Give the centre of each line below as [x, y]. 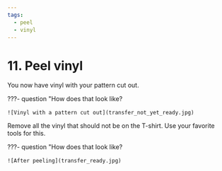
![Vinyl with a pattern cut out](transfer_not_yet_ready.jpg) [101, 113]
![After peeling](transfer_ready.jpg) [64, 161]
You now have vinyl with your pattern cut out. [73, 85]
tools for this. [27, 134]
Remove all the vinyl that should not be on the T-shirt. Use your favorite [111, 126]
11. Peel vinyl [45, 65]
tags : [15, 15]
